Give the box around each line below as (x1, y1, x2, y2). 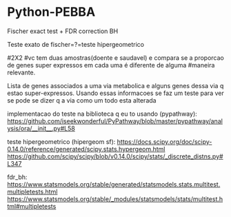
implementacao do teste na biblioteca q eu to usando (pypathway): (7, 110, 198, 118)
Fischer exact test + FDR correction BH (7, 27, 119, 35)
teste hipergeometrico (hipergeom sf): (7, 137, 116, 145)
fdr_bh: (7, 173, 28, 181)
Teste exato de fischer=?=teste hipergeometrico (7, 40, 145, 48)
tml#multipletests (7, 202, 57, 210)
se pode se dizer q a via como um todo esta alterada (7, 96, 157, 104)
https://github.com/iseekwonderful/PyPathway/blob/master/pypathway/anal (7, 116, 223, 125)
